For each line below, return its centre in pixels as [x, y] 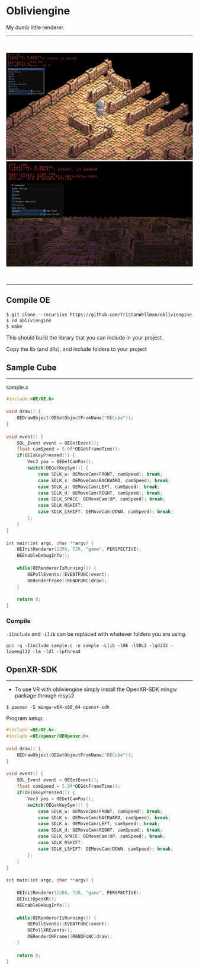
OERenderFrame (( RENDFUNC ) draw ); [68, 581]
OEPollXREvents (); [50, 930]
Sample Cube [31, 368]
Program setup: [25, 718]
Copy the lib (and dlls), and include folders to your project [76, 349]
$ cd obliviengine [29, 321]
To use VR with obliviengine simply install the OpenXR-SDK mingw [96, 689]
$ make [14, 326]
